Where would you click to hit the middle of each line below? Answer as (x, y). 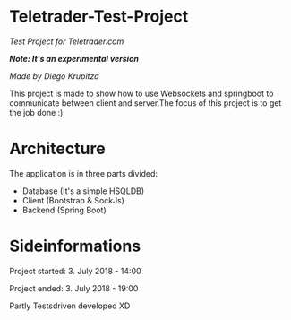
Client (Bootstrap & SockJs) (73, 200)
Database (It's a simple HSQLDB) (83, 191)
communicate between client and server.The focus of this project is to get (145, 103)
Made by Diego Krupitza (55, 76)
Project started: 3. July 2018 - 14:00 (75, 271)
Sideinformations (75, 246)
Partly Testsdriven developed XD (70, 306)
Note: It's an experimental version (74, 58)
